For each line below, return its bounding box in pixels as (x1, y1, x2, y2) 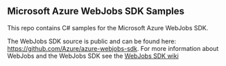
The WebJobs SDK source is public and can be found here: (7, 37, 177, 45)
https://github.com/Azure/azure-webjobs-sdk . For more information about (7, 44, 219, 52)
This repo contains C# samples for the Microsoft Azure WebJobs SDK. (7, 23, 209, 32)
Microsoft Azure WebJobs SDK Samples (7, 5, 185, 17)
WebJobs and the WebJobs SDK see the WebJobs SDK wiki (7, 52, 179, 60)
